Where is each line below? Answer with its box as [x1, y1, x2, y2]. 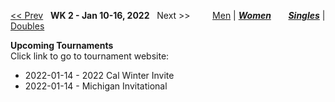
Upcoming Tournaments [10, 40, 114, 51]
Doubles [10, 20, 45, 32]
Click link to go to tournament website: [10, 50, 170, 62]
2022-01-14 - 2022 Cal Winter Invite [24, 70, 175, 81]
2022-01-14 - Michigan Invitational [24, 80, 168, 92]
